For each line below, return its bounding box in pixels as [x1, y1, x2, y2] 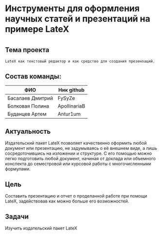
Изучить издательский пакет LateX [5, 225, 78, 231]
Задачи [5, 212, 29, 220]
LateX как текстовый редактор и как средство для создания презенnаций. [5, 59, 155, 64]
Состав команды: [5, 73, 62, 81]
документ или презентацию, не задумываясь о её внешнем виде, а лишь [5, 145, 157, 151]
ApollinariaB [57, 103, 85, 109]
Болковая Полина [7, 103, 49, 109]
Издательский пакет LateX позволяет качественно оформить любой [5, 140, 147, 146]
